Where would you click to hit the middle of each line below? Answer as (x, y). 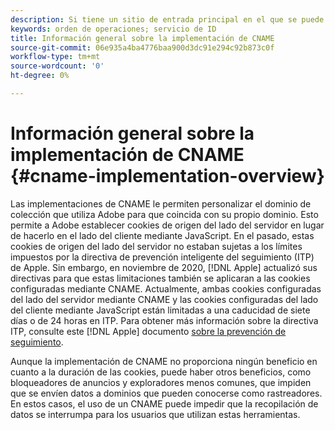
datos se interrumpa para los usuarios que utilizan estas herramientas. (155, 414)
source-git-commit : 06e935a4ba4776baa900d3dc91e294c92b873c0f (142, 47)
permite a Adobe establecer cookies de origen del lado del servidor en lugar (167, 225)
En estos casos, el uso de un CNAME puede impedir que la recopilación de (164, 403)
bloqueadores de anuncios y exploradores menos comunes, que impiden (161, 382)
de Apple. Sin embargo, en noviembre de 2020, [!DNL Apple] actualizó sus (164, 267)
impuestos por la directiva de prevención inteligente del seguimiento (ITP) (162, 257)
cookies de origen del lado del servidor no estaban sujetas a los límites (156, 246)
